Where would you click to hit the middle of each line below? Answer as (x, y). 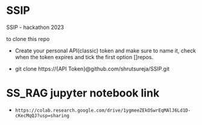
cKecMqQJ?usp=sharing (42, 115)
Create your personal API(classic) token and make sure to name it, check (106, 50)
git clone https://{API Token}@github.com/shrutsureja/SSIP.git (92, 69)
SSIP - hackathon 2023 (35, 27)
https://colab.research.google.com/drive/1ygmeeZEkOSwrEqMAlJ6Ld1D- (103, 110)
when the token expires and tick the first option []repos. (84, 57)
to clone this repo (28, 39)
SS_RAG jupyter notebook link (83, 93)
